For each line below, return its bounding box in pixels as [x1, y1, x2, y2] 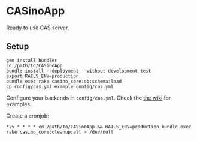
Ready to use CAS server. [6, 24, 69, 31]
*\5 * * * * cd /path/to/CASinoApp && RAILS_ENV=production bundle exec [6, 124, 192, 130]
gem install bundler [6, 57, 58, 64]
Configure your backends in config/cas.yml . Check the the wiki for [6, 94, 171, 101]
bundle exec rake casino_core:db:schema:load [6, 78, 122, 85]
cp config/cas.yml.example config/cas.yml [6, 83, 114, 89]
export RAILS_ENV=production [6, 73, 79, 79]
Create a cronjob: [6, 112, 49, 119]
